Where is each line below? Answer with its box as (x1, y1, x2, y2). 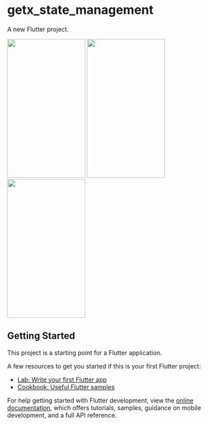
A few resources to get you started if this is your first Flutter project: (7, 361, 201, 370)
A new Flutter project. (7, 25, 69, 33)
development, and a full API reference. (7, 411, 117, 419)
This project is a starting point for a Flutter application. (7, 348, 162, 357)
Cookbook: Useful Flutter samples (17, 382, 115, 391)
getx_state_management (7, 2, 154, 18)
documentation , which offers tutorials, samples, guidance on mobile (7, 403, 201, 411)
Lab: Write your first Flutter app (17, 375, 107, 384)
